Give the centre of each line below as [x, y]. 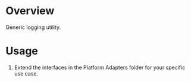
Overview [30, 11]
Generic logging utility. [33, 27]
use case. [26, 73]
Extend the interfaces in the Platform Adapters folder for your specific [100, 67]
